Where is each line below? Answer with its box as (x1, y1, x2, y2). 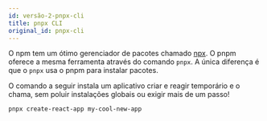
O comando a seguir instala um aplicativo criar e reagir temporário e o (8, 81, 240, 91)
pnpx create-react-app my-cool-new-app (8, 105, 142, 113)
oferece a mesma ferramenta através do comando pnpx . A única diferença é (8, 57, 260, 67)
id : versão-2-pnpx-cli (8, 11, 84, 20)
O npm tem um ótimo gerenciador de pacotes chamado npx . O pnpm (8, 49, 236, 58)
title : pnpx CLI (8, 19, 63, 27)
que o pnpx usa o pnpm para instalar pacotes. (8, 66, 158, 75)
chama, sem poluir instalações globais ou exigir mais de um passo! (8, 90, 231, 99)
